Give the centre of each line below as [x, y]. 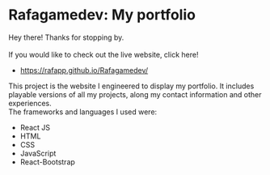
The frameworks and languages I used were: [83, 112]
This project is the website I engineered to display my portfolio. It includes [131, 86]
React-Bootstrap [47, 162]
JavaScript [38, 153]
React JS [35, 127]
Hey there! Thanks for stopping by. [66, 37]
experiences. [30, 103]
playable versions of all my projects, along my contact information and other [135, 94]
